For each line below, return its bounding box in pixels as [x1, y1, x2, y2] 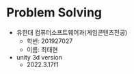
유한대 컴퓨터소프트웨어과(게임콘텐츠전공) [16, 28, 128, 36]
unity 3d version [16, 53, 63, 61]
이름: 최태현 [26, 45, 58, 53]
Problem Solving [6, 5, 103, 21]
